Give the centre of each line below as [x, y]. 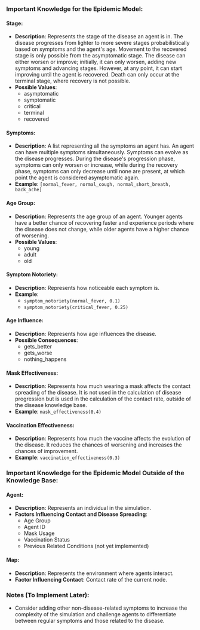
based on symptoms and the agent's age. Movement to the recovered [101, 49]
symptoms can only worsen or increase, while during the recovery [96, 165]
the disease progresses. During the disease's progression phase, [95, 159]
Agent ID [35, 527]
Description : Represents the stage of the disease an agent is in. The [99, 36]
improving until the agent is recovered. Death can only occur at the [97, 75]
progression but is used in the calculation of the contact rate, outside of [103, 399]
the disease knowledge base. [51, 405]
